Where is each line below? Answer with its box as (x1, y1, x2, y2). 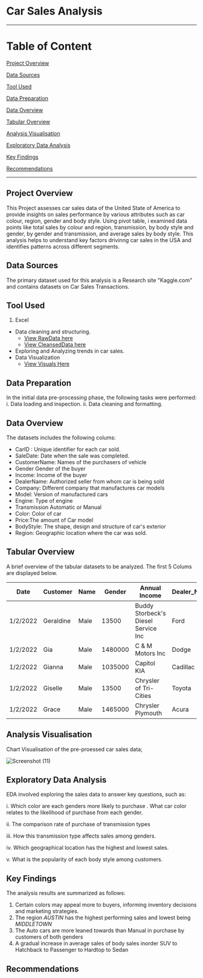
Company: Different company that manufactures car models (14, 484, 165, 491)
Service (135, 624, 157, 632)
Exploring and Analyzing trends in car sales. (14, 347, 125, 355)
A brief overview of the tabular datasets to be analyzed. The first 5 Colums (6, 563, 192, 570)
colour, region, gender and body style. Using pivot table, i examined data (6, 217, 187, 225)
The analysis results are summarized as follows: (6, 890, 126, 897)
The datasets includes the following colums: (6, 434, 116, 441)
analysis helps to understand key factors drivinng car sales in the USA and (6, 236, 192, 243)
